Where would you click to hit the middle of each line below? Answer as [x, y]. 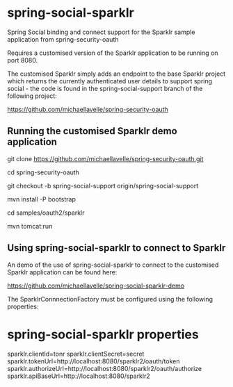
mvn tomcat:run [30, 226]
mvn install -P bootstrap [42, 199]
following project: [32, 96]
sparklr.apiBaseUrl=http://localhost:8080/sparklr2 [79, 376]
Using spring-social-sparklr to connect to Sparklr [116, 248]
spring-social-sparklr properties [103, 334]
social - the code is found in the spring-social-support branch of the [105, 88]
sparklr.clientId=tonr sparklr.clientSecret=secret [76, 354]
